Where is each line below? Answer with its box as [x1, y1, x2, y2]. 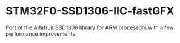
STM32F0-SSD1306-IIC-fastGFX [5, 4, 175, 18]
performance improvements [5, 30, 76, 37]
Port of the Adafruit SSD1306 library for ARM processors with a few [5, 24, 174, 31]
